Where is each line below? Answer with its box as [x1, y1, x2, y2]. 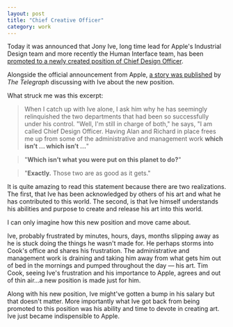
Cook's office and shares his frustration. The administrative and [7, 247, 190, 255]
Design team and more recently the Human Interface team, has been [7, 50, 204, 58]
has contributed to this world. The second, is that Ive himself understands [7, 197, 219, 206]
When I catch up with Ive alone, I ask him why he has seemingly [24, 105, 207, 114]
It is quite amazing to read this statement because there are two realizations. [7, 183, 227, 191]
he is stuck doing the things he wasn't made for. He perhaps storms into [7, 239, 214, 248]
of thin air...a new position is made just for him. [7, 276, 141, 284]
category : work [7, 23, 51, 30]
